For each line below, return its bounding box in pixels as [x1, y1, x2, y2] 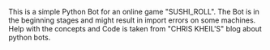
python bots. [8, 32, 51, 42]
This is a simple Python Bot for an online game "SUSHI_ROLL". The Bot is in [8, 7, 259, 16]
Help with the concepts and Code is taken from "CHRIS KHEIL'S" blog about [8, 24, 262, 33]
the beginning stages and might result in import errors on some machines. [8, 15, 256, 25]
